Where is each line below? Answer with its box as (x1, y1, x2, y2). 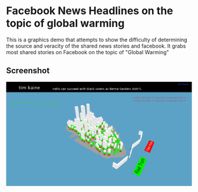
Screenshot (6, 66, 50, 76)
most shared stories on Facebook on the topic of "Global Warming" (6, 48, 169, 55)
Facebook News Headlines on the (6, 4, 174, 18)
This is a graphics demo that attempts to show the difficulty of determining (6, 36, 187, 43)
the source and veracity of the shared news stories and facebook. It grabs (6, 42, 186, 49)
